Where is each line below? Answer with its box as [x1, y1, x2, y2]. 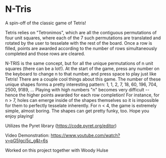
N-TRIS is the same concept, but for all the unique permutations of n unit [5, 60, 154, 66]
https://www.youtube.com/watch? [51, 132, 120, 138]
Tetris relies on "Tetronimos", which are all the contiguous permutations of [5, 29, 157, 35]
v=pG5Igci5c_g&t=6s [5, 138, 48, 144]
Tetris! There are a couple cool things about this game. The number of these [5, 76, 161, 82]
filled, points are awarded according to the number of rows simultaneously [5, 45, 158, 51]
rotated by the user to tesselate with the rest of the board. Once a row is [5, 40, 153, 46]
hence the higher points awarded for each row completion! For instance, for [5, 92, 160, 98]
